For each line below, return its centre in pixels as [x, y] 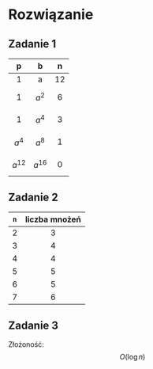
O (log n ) [132, 356]
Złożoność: [26, 344]
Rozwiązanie [51, 15]
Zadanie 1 [32, 44]
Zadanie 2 [34, 197]
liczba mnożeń [53, 219]
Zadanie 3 [34, 325]
